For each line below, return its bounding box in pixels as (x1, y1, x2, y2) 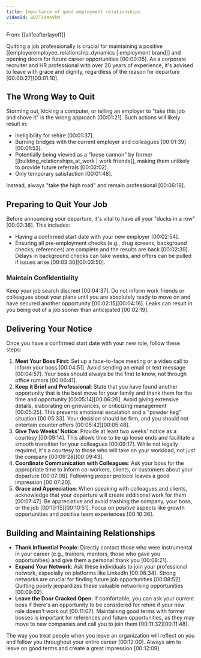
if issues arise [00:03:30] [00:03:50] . (14, 259, 106, 266)
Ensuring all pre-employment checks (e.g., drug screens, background (14, 239, 187, 247)
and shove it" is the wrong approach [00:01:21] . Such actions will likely (6, 114, 181, 121)
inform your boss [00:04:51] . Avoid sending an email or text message (14, 364, 186, 371)
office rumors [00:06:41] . (14, 377, 77, 384)
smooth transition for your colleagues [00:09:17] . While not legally (14, 440, 178, 447)
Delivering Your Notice (6, 323, 93, 333)
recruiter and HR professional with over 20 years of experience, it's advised (6, 61, 193, 69)
